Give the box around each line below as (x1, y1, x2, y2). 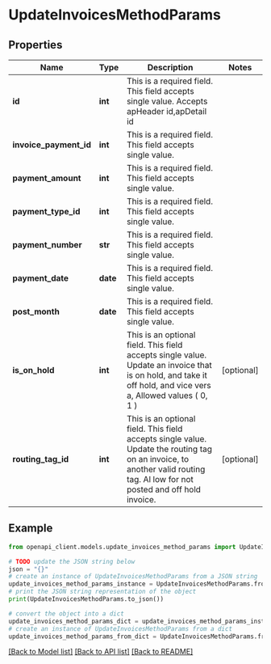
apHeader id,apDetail (126, 106, 207, 116)
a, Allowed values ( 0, (126, 390, 208, 401)
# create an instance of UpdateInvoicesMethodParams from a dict (8, 624, 232, 632)
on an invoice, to (126, 454, 190, 464)
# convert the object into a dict (8, 609, 125, 618)
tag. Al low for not (126, 474, 194, 484)
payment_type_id (12, 206, 81, 217)
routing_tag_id (12, 454, 69, 464)
